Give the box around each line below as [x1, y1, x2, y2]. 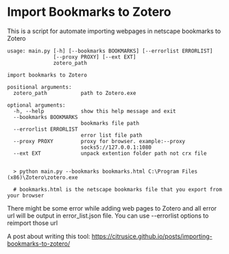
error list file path [80, 131, 143, 138]
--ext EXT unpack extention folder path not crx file [13, 149, 207, 157]
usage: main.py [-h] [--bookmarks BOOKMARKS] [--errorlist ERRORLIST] [7, 47, 213, 54]
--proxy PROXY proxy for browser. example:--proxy [13, 138, 186, 145]
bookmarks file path [80, 120, 139, 127]
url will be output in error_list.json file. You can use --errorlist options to [7, 211, 209, 220]
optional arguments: [7, 101, 67, 109]
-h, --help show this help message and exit [13, 107, 176, 114]
